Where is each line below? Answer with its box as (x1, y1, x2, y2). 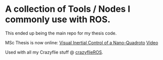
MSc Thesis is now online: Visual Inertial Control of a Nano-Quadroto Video (5, 39, 159, 45)
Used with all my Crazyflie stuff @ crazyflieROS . (5, 49, 104, 55)
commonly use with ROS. (5, 14, 111, 25)
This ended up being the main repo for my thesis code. (5, 30, 117, 36)
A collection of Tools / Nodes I (5, 3, 130, 15)
